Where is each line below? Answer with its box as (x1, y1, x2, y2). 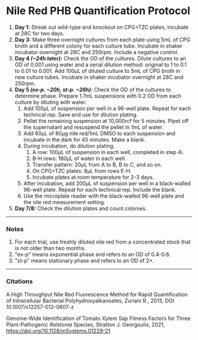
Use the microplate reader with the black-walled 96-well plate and (23, 192, 184, 199)
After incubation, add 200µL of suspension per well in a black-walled (23, 179, 191, 186)
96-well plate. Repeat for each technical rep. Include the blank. (23, 186, 177, 193)
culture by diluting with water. (14, 98, 87, 105)
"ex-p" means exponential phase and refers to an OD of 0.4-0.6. (14, 251, 171, 258)
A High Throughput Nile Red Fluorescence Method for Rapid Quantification (6, 291, 188, 298)
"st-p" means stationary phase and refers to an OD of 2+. (14, 257, 154, 264)
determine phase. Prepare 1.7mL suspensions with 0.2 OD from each (14, 92, 181, 99)
